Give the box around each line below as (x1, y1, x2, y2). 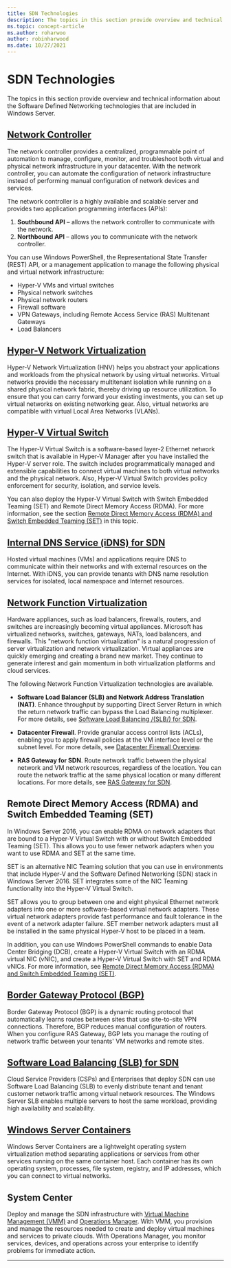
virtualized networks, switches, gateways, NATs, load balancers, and (7, 630, 201, 638)
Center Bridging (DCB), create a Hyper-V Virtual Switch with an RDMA (7, 947, 206, 956)
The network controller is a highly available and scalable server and (7, 197, 199, 205)
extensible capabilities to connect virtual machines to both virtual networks (7, 467, 220, 475)
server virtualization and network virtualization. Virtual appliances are (7, 645, 204, 652)
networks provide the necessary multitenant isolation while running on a (7, 378, 212, 386)
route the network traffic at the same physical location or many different (16, 771, 221, 779)
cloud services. (7, 667, 51, 674)
